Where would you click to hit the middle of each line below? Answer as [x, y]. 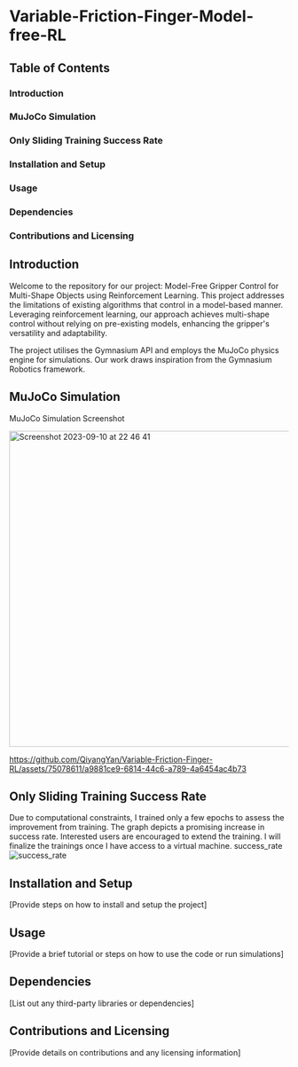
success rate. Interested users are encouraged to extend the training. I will [145, 836]
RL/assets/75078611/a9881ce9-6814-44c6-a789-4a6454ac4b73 [128, 768]
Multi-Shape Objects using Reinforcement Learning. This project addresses [147, 295]
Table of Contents [60, 68]
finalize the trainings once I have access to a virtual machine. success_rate [146, 846]
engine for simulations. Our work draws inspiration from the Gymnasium [141, 359]
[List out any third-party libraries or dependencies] [102, 1003]
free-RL [38, 35]
